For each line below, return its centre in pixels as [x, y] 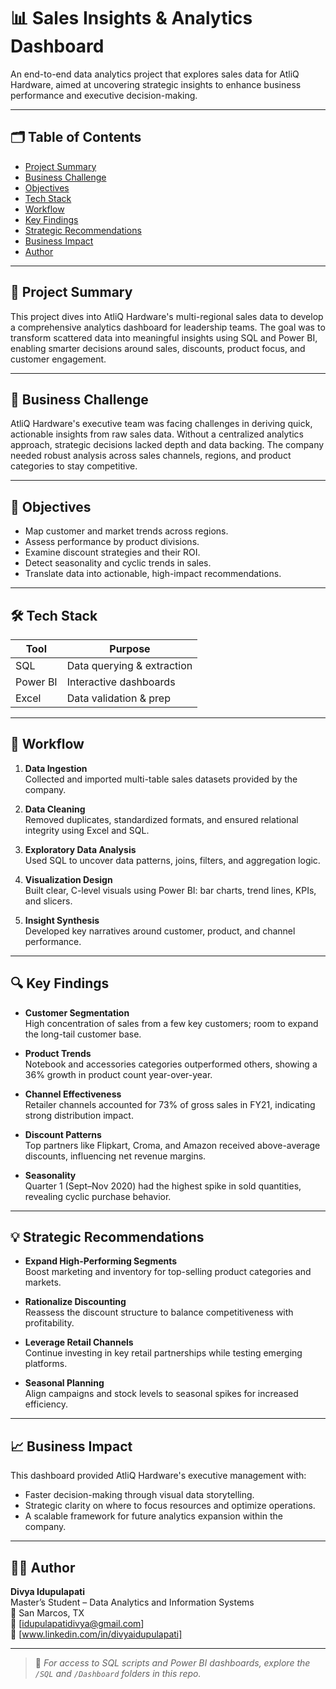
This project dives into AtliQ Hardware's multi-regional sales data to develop [167, 316]
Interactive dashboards [121, 682]
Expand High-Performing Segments [101, 1261]
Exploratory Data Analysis [80, 849]
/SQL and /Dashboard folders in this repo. [118, 1674]
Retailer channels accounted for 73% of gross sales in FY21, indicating [170, 1104]
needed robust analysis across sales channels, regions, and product [151, 456]
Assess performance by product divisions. [112, 542]
